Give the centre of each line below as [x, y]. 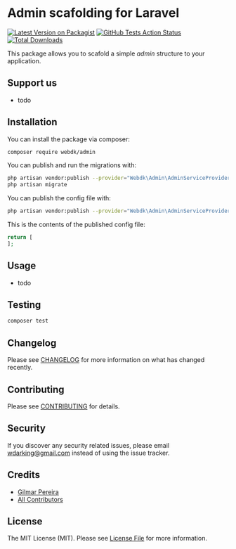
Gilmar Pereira [38, 492]
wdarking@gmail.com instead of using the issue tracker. [88, 453]
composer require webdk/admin [52, 152]
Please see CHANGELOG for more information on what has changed [106, 360]
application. [24, 60]
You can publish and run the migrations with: [72, 165]
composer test [28, 321]
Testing [24, 305]
